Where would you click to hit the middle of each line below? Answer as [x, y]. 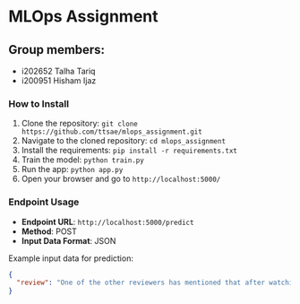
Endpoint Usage [44, 202]
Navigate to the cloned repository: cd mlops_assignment [123, 141]
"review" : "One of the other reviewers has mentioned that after [141, 283]
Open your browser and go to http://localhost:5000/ [121, 179]
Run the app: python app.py [72, 169]
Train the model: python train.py [82, 160]
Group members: [56, 50]
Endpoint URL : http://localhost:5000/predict [107, 221]
